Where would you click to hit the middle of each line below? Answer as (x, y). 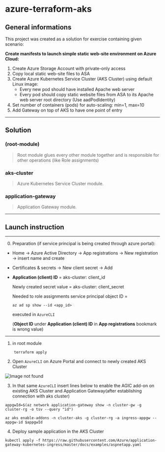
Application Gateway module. (47, 207)
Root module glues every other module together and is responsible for (88, 155)
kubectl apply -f (23, 441)
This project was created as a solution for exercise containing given (73, 39)
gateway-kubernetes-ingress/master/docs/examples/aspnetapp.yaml (73, 445)
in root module (27, 343)
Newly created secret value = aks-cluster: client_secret (68, 287)
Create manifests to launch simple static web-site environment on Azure (81, 54)
